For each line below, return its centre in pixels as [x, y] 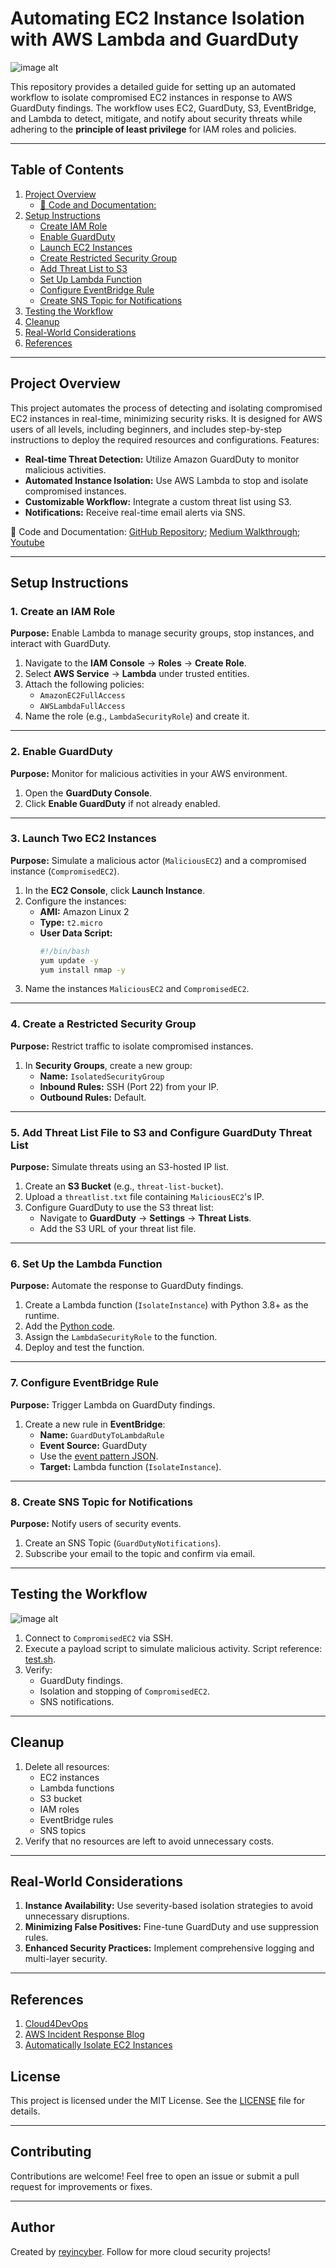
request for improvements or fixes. [81, 2186]
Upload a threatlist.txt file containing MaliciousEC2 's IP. [144, 1197]
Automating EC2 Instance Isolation [157, 18]
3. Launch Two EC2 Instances [83, 839]
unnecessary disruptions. [77, 1916]
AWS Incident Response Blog [84, 2034]
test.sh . [40, 1659]
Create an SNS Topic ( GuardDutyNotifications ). [123, 1543]
